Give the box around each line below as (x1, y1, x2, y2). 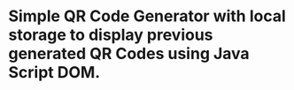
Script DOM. (8, 63, 101, 83)
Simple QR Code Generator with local (8, 6, 287, 26)
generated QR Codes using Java (8, 44, 250, 64)
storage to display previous (8, 25, 213, 45)
